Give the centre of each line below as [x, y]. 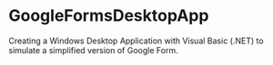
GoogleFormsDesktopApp [109, 16]
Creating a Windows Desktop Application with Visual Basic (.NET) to [136, 41]
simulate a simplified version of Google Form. [93, 50]
